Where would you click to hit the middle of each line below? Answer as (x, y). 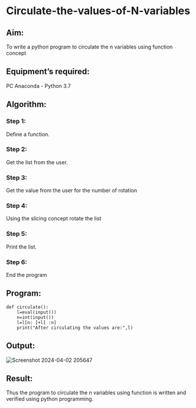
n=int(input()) (35, 317)
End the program (27, 275)
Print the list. (22, 247)
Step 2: (17, 149)
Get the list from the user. (37, 162)
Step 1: (16, 121)
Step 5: (17, 234)
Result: (19, 378)
